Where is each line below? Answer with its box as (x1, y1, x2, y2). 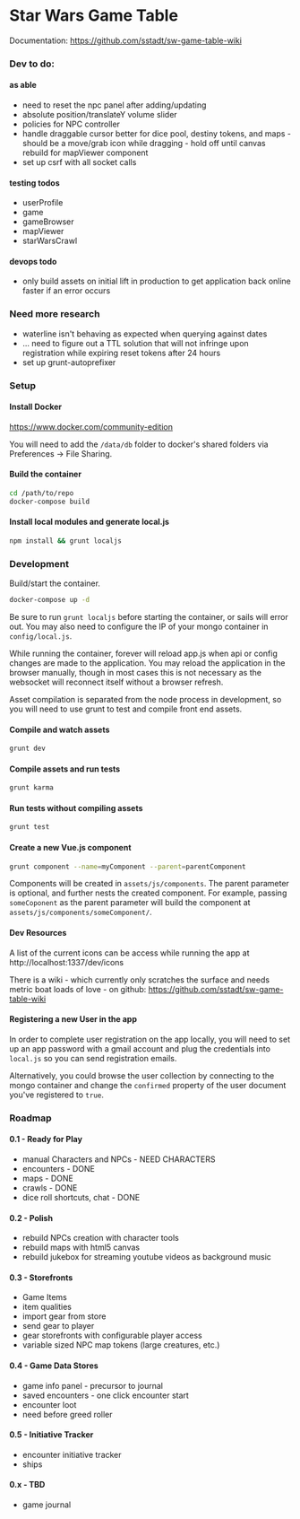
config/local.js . (9, 631, 73, 642)
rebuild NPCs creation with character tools (21, 1233, 179, 1244)
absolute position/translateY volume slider (21, 109, 177, 120)
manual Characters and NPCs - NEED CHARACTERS (21, 1154, 216, 1165)
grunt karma (9, 783, 54, 792)
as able (9, 80, 38, 91)
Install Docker (9, 401, 63, 413)
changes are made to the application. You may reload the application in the (9, 658, 286, 668)
